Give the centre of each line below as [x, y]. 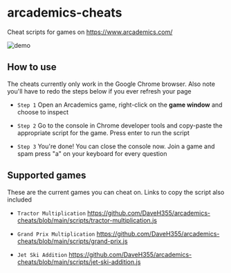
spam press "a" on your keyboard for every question [92, 153]
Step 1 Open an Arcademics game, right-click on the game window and [120, 105]
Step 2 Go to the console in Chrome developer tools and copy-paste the [120, 125]
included [20, 200]
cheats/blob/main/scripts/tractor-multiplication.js [87, 220]
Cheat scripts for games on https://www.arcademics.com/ [90, 32]
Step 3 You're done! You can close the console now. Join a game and [116, 146]
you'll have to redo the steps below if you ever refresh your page [99, 91]
